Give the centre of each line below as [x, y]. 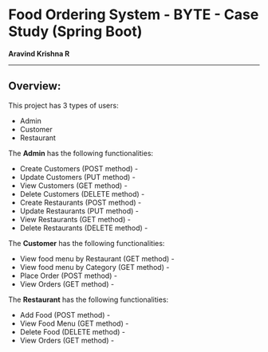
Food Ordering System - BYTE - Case [134, 15]
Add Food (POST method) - [65, 315]
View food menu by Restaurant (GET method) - [97, 258]
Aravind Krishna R [39, 53]
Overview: [35, 86]
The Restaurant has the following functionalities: [89, 299]
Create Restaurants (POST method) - [81, 202]
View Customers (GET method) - [73, 186]
